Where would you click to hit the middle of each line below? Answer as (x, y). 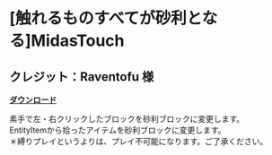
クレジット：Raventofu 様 (82, 77)
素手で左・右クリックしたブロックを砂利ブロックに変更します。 (127, 119)
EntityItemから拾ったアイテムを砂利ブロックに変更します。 (118, 130)
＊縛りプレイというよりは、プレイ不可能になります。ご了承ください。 (139, 141)
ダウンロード (33, 100)
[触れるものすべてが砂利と (105, 18)
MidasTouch (78, 41)
